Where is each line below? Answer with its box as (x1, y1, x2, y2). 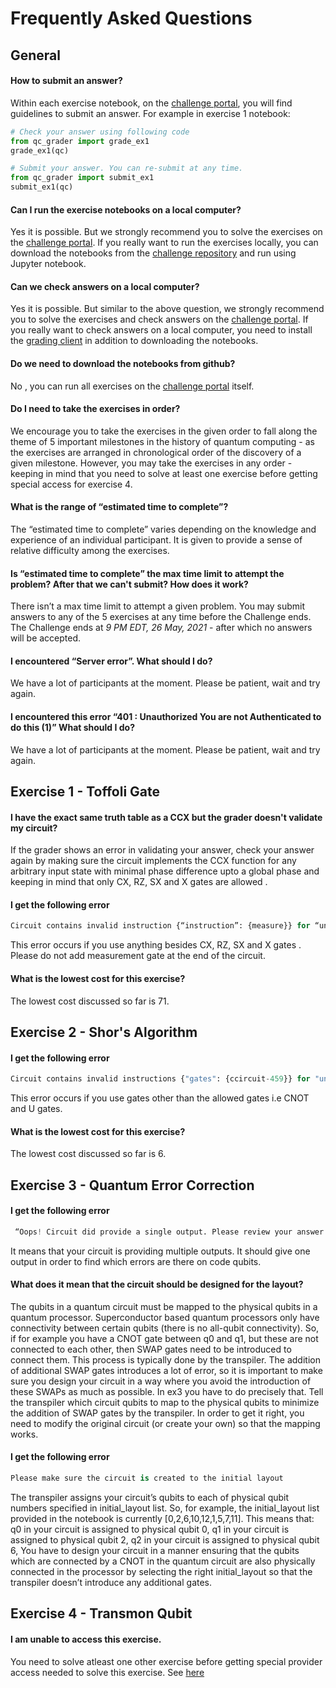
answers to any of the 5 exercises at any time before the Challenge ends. (10, 611, 312, 623)
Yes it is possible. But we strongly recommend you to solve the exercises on (10, 226, 323, 238)
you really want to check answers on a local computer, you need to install (10, 324, 313, 336)
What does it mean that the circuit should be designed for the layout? (10, 1278, 304, 1291)
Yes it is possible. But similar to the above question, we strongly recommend (10, 303, 325, 315)
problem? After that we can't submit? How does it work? (10, 578, 249, 590)
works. (10, 1428, 39, 1440)
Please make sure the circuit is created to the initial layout (10, 1473, 284, 1484)
